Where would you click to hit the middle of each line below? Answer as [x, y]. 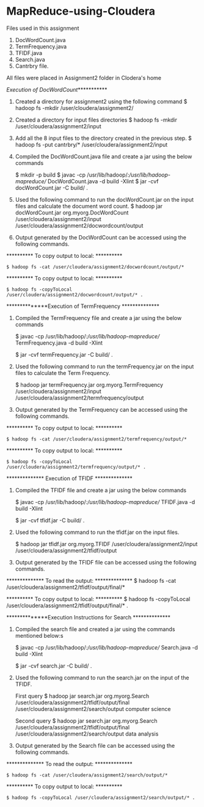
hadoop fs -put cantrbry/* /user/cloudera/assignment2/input [91, 144]
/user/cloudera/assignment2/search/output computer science [93, 709]
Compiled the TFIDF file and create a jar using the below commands [101, 490]
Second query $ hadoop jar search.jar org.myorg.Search [86, 721]
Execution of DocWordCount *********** [57, 89]
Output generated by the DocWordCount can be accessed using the [101, 237]
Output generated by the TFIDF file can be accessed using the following [106, 562]
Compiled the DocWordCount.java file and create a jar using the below [104, 156]
